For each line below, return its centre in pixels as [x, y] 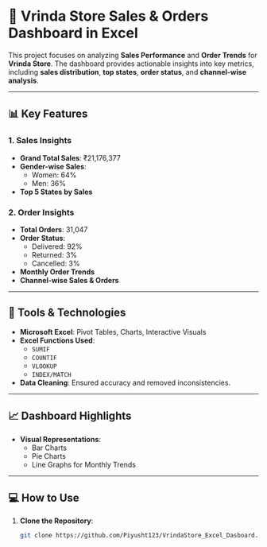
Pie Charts [48, 456]
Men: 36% [48, 183]
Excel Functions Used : [57, 340]
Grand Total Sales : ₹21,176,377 [70, 157]
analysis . [23, 80]
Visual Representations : [60, 439]
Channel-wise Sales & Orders [69, 280]
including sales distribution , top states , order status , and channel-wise [127, 72]
